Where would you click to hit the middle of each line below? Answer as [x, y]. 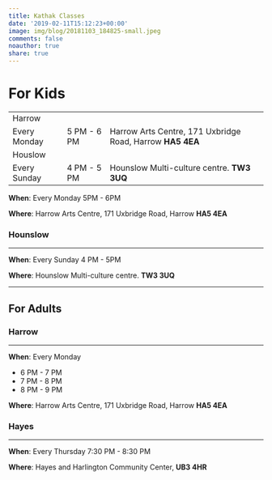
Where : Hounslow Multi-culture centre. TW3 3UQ [92, 275]
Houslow [29, 155]
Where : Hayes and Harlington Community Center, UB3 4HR [108, 467]
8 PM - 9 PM [41, 389]
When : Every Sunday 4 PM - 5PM [65, 260]
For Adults [35, 308]
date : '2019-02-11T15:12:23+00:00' [68, 23]
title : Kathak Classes [47, 16]
